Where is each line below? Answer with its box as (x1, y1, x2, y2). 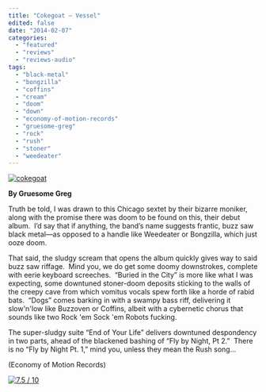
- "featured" (15, 41, 59, 49)
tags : (8, 63, 26, 71)
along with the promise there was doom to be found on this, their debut (8, 213, 241, 222)
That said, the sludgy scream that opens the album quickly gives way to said (8, 253, 258, 263)
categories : (8, 33, 47, 42)
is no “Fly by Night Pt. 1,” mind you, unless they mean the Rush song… (8, 344, 237, 354)
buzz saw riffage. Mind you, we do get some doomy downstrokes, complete (8, 262, 258, 271)
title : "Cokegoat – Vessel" (8, 11, 101, 20)
